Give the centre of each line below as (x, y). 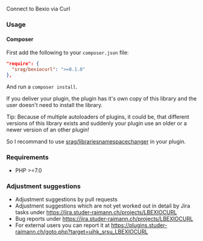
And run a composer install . (42, 86)
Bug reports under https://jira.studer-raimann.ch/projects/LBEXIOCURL (104, 219)
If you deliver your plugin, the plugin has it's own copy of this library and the (101, 98)
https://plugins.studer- (139, 225)
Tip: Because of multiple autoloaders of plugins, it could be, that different (98, 117)
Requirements (28, 157)
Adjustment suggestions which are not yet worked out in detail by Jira (102, 206)
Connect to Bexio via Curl (38, 9)
